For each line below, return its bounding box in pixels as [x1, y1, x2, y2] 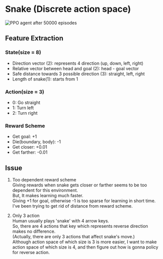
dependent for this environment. [12, 187, 78, 193]
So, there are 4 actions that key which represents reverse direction [12, 223, 148, 229]
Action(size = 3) [5, 88, 44, 95]
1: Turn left [12, 105, 34, 111]
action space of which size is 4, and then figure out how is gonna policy [12, 244, 159, 250]
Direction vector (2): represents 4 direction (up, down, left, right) [12, 60, 144, 66]
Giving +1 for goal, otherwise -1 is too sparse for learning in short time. [12, 198, 156, 204]
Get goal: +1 [12, 133, 37, 139]
